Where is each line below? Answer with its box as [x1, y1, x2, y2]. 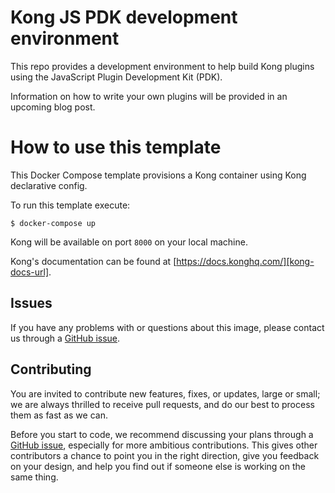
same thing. [10, 471, 59, 483]
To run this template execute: [10, 199, 131, 211]
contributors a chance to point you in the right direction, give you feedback [10, 449, 320, 461]
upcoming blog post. [10, 101, 96, 113]
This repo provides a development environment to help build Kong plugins [10, 60, 315, 72]
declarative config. [10, 179, 88, 191]
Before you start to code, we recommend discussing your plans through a [10, 428, 314, 440]
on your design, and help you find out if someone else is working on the [10, 460, 306, 472]
